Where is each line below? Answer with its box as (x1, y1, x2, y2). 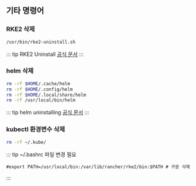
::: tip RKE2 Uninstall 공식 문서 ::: (6, 50, 84, 58)
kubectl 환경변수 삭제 (6, 125, 65, 134)
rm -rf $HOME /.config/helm (6, 86, 73, 92)
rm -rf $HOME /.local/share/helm (6, 92, 86, 98)
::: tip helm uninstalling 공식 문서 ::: (6, 109, 90, 116)
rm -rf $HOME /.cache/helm (6, 80, 70, 86)
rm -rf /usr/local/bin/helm (6, 97, 76, 103)
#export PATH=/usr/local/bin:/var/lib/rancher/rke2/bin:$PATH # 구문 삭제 (6, 163, 190, 170)
